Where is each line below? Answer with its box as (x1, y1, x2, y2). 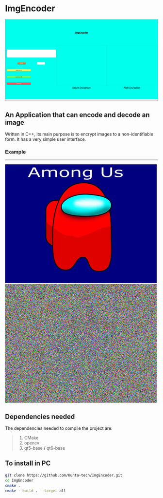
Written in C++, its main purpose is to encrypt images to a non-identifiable (5, 131, 154, 137)
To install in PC (5, 459, 51, 468)
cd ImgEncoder (5, 478, 34, 483)
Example (5, 148, 26, 155)
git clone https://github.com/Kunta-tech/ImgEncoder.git (5, 473, 123, 478)
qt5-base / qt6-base (24, 445, 65, 451)
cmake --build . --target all (5, 488, 66, 493)
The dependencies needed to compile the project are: (5, 425, 113, 431)
